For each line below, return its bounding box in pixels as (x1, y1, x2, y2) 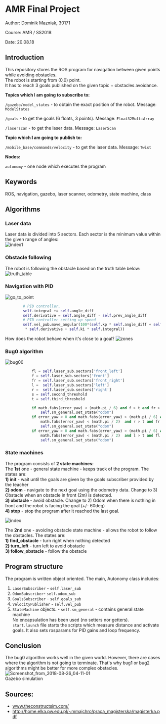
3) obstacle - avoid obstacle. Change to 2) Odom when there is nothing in (5, 497, 156, 503)
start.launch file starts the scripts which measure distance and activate (12, 622, 159, 628)
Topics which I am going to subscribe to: (5, 92, 90, 97)
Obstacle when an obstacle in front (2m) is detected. (5, 492, 113, 498)
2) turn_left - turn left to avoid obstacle (5, 543, 85, 549)
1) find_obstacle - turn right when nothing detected (5, 537, 110, 543)
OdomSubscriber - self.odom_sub (12, 590, 76, 596)
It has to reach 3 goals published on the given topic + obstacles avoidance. (5, 82, 158, 88)
